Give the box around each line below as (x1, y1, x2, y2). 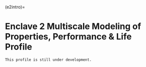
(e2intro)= (5, 4, 25, 10)
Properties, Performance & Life (5, 31, 132, 42)
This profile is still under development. (5, 57, 92, 62)
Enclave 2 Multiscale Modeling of (5, 21, 141, 32)
